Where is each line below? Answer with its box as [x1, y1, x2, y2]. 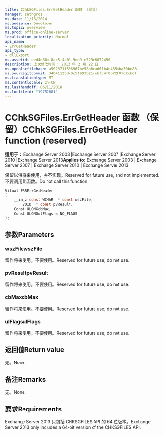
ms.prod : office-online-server [5, 30, 69, 35]
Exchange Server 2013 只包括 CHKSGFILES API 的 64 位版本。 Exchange [5, 419, 151, 425]
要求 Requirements [5, 405, 62, 413]
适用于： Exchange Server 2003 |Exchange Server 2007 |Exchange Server [5, 151, 156, 157]
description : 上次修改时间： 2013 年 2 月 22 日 [5, 62, 99, 67]
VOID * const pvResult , [23, 202, 73, 207]
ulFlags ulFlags [5, 318, 41, 325]
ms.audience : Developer [5, 21, 54, 26]
